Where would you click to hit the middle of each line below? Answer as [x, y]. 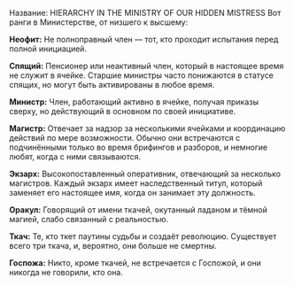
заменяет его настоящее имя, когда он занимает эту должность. [132, 193]
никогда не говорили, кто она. [66, 272]
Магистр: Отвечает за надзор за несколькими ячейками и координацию [147, 128]
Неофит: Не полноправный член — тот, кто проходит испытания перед [144, 39]
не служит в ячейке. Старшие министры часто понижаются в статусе [142, 75]
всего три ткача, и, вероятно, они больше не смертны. [113, 246]
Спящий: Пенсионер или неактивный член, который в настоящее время [147, 66]
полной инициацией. [48, 49]
